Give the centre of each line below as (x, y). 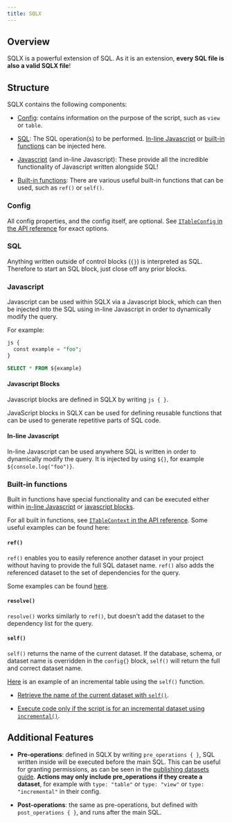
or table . (30, 125)
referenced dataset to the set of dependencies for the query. (94, 572)
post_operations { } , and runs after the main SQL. (89, 812)
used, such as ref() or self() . (61, 188)
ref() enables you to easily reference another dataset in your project (106, 558)
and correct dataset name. (45, 668)
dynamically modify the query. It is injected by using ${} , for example (106, 459)
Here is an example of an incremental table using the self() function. (106, 681)
